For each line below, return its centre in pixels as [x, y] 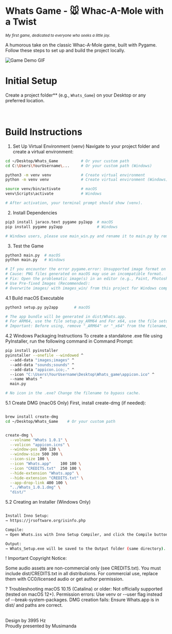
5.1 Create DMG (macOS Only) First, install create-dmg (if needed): [76, 403]
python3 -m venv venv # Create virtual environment [75, 175]
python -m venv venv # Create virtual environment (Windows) [87, 180]
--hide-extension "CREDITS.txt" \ [47, 478]
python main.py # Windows [35, 260]
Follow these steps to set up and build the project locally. [65, 50]
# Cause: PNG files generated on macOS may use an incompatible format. [84, 274]
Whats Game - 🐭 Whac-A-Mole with [84, 11]
